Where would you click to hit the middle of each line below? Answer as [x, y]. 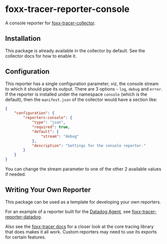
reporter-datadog [23, 217]
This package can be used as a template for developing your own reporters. [83, 202]
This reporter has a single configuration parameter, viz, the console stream [82, 84]
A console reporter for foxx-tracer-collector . [50, 23]
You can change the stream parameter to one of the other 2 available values [83, 169]
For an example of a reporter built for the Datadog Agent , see [68, 211]
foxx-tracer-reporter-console [67, 9]
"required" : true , [51, 127]
